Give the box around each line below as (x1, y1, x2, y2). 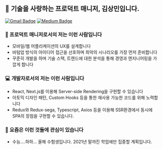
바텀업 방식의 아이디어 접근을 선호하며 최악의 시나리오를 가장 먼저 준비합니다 (12, 50, 158, 55)
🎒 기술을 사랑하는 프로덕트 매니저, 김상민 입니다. (5, 4, 140, 13)
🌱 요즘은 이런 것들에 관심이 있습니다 (5, 126, 84, 133)
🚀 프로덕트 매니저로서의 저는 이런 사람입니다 (5, 31, 102, 38)
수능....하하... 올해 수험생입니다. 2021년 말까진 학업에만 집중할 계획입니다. (12, 139, 152, 145)
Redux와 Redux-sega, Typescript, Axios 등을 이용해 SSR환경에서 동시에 (12, 107, 153, 113)
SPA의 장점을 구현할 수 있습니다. (12, 113, 74, 119)
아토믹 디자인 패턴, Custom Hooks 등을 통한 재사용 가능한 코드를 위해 (12, 95, 145, 100)
